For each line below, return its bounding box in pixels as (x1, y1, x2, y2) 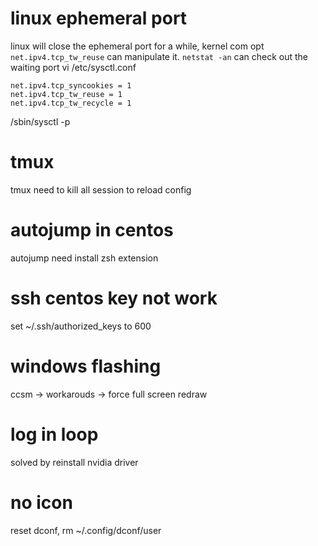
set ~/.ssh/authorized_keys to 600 (10, 320, 152, 332)
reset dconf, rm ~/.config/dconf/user (10, 524, 162, 536)
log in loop (10, 423, 99, 446)
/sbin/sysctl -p (10, 115, 71, 127)
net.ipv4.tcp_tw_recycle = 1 (10, 98, 132, 108)
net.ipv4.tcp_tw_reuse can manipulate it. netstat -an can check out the (10, 50, 309, 62)
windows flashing (10, 355, 162, 377)
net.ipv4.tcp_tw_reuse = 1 (10, 89, 123, 99)
